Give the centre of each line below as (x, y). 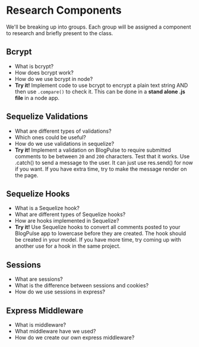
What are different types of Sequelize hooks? (70, 214)
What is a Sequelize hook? (47, 208)
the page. (26, 175)
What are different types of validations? (63, 131)
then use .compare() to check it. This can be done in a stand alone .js (100, 91)
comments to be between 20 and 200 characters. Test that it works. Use (102, 156)
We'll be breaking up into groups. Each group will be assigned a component (99, 27)
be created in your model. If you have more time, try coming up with (98, 240)
